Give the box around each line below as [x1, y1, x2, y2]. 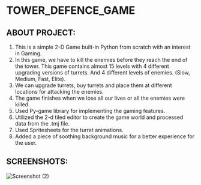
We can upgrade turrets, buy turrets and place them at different [14, 82, 172, 89]
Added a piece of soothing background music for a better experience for [14, 133, 195, 140]
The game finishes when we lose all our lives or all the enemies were [14, 94, 185, 102]
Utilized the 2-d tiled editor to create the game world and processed [14, 114, 184, 121]
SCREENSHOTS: [6, 157, 68, 167]
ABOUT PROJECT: [6, 28, 76, 38]
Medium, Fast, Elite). [14, 76, 66, 82]
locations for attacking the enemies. [14, 88, 104, 95]
